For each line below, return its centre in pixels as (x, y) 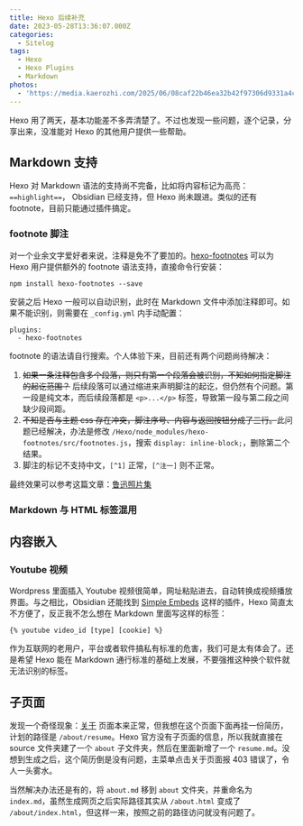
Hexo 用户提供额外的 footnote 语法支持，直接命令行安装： (117, 266)
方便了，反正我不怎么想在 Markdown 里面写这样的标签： (122, 613)
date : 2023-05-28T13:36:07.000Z (70, 26)
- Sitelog (36, 43)
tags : (19, 51)
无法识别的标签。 (41, 671)
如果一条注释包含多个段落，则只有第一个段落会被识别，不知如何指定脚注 (156, 374)
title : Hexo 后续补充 (47, 18)
